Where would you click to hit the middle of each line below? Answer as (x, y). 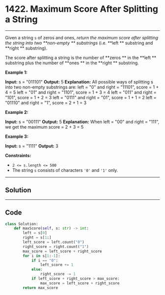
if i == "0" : (44, 260)
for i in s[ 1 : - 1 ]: (41, 256)
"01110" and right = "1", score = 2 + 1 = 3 (46, 103)
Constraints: (18, 155)
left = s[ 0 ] (35, 233)
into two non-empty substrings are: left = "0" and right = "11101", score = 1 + (82, 87)
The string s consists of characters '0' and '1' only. (65, 170)
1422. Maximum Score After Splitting (82, 9)
